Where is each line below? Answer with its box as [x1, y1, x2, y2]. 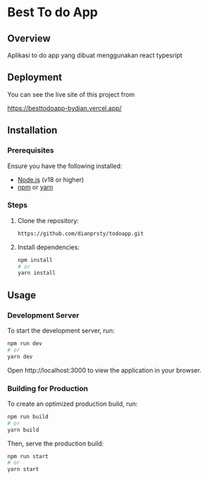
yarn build [7, 426, 39, 433]
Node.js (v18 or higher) [17, 175, 84, 184]
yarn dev [7, 353, 33, 360]
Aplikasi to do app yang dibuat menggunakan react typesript [7, 51, 183, 59]
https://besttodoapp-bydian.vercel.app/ [7, 104, 122, 112]
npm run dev [7, 340, 42, 347]
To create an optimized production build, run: [7, 400, 138, 408]
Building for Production [7, 383, 89, 393]
